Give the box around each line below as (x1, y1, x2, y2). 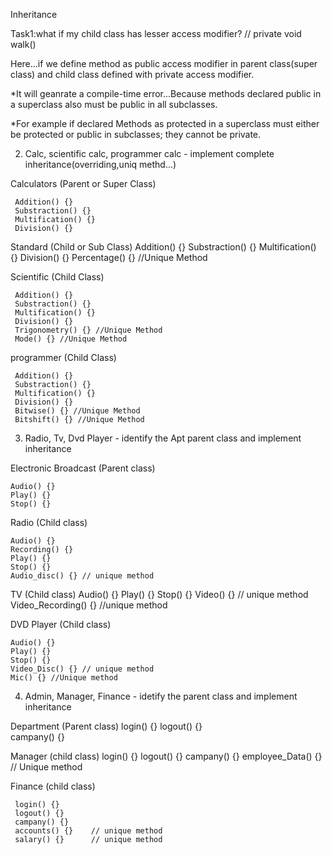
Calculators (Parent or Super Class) (10, 178, 157, 189)
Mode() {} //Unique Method (14, 334, 128, 344)
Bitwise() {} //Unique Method (14, 406, 141, 416)
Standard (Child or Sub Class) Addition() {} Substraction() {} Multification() (10, 241, 317, 253)
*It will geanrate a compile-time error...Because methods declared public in (10, 88, 322, 99)
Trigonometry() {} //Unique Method (14, 325, 163, 335)
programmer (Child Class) (10, 352, 117, 363)
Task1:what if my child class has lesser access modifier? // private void (10, 28, 302, 39)
